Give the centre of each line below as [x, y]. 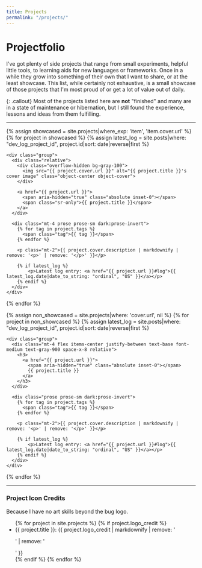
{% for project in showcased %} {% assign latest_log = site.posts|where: [96, 138]
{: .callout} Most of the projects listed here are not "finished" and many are [99, 101]
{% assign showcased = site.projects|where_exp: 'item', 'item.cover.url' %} [99, 131]
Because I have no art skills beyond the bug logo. [67, 511]
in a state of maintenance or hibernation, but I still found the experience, [96, 108]
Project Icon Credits [36, 498]
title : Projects [26, 12]
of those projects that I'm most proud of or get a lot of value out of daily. [96, 90]
